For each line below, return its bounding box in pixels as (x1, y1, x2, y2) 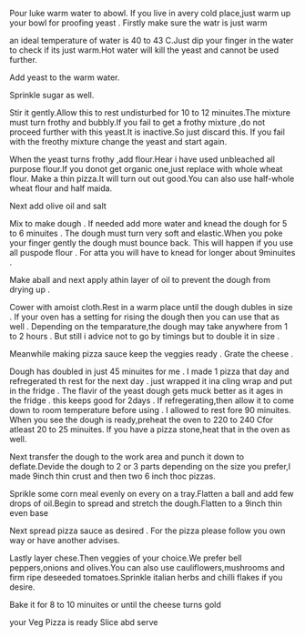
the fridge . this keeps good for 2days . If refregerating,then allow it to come (9, 395, 294, 406)
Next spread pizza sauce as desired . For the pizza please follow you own (9, 525, 286, 536)
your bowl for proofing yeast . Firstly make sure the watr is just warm (9, 17, 268, 28)
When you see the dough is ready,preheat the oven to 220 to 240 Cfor (9, 414, 274, 425)
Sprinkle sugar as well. (9, 90, 95, 100)
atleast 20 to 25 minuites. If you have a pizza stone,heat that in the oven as (9, 424, 290, 435)
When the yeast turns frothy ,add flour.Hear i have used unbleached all (9, 154, 276, 165)
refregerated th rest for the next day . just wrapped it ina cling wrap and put (9, 376, 293, 386)
